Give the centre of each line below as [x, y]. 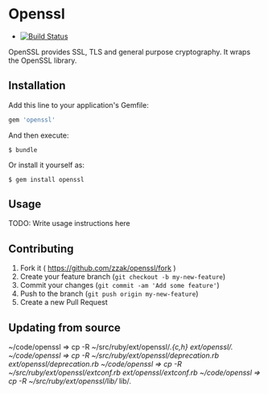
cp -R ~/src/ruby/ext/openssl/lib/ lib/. [70, 381]
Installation [37, 86]
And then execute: [39, 135]
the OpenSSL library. [43, 60]
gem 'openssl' [32, 120]
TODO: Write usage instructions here [69, 224]
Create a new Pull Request [64, 302]
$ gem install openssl [46, 179]
